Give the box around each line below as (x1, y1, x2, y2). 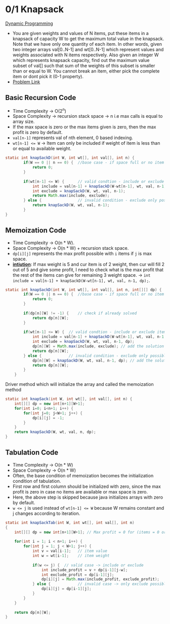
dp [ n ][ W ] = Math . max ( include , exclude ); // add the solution (32, 344, 164, 349)
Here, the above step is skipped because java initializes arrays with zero (12, 494, 163, 500)
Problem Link (12, 79, 40, 85)
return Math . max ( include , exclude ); (32, 193, 110, 199)
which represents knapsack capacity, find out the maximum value (12, 57, 150, 63)
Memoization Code (5, 226, 67, 235)
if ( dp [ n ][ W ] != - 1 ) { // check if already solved (23, 311, 137, 316)
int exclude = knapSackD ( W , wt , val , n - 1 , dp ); (32, 339, 135, 344)
